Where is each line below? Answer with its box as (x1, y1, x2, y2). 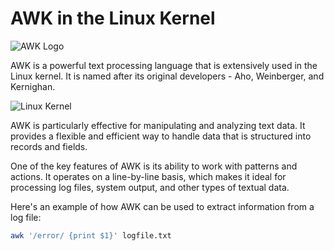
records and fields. (10, 140, 88, 152)
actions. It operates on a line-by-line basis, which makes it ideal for (10, 170, 287, 182)
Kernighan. (10, 80, 56, 92)
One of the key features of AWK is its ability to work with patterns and (10, 160, 298, 172)
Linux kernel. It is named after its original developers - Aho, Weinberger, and (10, 70, 325, 82)
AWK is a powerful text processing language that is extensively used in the (10, 59, 318, 71)
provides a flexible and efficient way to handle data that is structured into (10, 130, 312, 142)
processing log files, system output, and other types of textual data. (10, 181, 290, 193)
